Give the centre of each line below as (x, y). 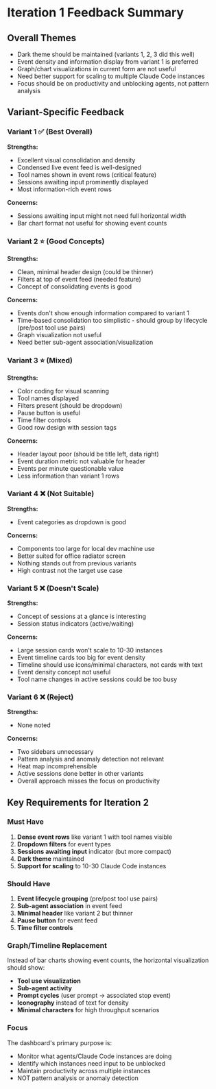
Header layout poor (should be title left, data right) (88, 454)
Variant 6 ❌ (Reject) (40, 697)
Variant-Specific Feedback (66, 112)
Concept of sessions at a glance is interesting (81, 616)
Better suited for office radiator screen (71, 556)
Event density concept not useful (64, 672)
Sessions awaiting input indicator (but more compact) (94, 851)
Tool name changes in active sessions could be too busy (97, 679)
